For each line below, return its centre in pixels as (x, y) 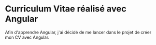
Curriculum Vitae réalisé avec (66, 9)
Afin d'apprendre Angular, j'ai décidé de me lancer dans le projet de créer (78, 32)
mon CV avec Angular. (27, 37)
